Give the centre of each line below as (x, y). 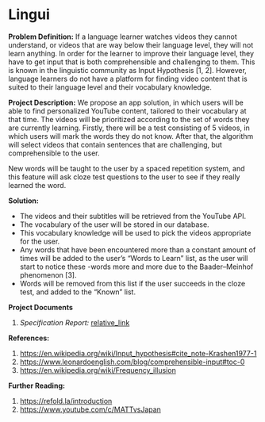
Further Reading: (37, 386)
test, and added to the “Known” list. (78, 292)
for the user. (40, 241)
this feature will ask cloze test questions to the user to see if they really (124, 177)
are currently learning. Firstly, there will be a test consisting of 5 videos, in (129, 128)
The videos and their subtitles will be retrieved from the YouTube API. (133, 216)
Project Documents (41, 307)
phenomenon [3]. (48, 274)
